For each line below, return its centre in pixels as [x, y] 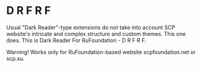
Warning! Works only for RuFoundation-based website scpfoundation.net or [101, 52]
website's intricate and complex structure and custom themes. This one [96, 33]
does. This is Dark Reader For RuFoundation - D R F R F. [76, 40]
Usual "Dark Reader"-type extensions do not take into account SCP [91, 27]
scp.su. [16, 58]
